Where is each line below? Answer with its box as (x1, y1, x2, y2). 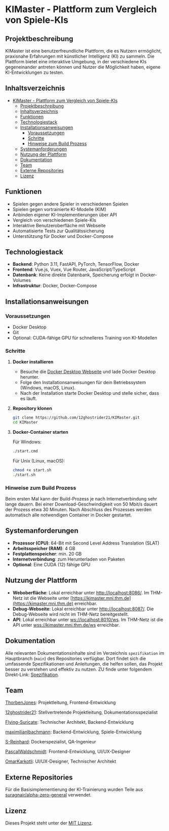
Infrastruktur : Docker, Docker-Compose (12, 282, 97, 289)
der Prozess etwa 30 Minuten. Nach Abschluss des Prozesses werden (5, 507, 152, 513)
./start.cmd (12, 449, 38, 454)
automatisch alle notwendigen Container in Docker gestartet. (5, 512, 133, 518)
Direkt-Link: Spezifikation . (5, 672, 59, 678)
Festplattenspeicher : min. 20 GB (12, 551, 82, 557)
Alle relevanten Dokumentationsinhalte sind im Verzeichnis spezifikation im (5, 650, 164, 656)
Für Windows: (12, 439, 42, 445)
